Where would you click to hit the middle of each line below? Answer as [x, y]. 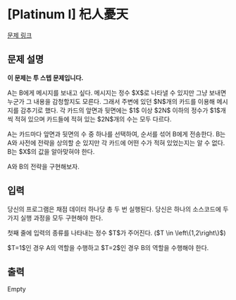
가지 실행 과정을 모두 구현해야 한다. [55, 218]
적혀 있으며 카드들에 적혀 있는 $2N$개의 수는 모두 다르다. [93, 119]
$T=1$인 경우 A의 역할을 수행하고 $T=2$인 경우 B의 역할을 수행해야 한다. [108, 247]
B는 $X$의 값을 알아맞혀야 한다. [51, 151]
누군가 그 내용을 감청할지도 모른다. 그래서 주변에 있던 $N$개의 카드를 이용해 [111, 101]
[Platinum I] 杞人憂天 [68, 14]
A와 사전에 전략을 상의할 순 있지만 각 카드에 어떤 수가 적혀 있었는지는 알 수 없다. [116, 143]
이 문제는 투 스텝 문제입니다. [45, 77]
